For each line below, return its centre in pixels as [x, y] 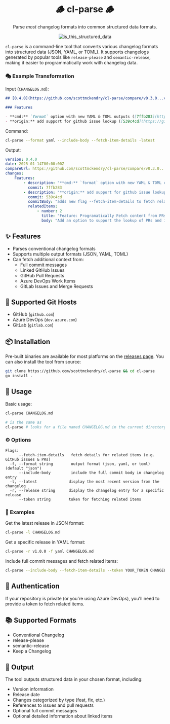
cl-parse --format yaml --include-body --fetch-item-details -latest [80, 140]
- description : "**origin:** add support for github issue [87, 192]
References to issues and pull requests [53, 705]
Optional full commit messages [45, 711]
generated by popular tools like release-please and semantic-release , [78, 57]
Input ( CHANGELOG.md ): [27, 89]
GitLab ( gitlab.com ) [33, 325]
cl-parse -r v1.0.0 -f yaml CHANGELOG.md [50, 551]
